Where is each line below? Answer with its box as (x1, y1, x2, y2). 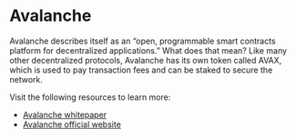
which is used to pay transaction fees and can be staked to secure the (9, 64, 273, 75)
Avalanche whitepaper (22, 109, 107, 120)
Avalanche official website (22, 119, 121, 130)
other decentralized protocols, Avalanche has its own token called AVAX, (9, 54, 282, 65)
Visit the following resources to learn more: (9, 92, 171, 103)
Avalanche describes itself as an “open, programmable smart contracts (9, 35, 276, 46)
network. (9, 74, 44, 84)
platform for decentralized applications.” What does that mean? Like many (9, 44, 288, 55)
